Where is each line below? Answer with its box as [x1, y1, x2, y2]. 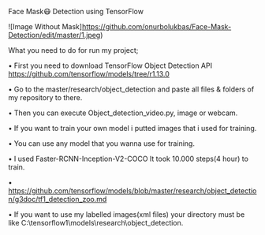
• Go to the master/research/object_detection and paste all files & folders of [8, 84, 255, 94]
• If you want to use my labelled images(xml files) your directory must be [8, 210, 245, 219]
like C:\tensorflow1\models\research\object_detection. [8, 218, 184, 227]
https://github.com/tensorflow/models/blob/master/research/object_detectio [8, 186, 257, 196]
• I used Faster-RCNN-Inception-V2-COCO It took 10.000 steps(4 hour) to [8, 154, 248, 163]
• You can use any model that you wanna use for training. [8, 139, 196, 148]
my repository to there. [8, 93, 83, 102]
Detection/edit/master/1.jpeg [8, 31, 101, 39]
